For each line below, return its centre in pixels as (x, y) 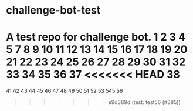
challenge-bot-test (53, 10)
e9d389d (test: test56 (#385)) (144, 102)
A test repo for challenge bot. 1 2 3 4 (96, 37)
